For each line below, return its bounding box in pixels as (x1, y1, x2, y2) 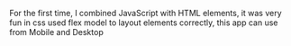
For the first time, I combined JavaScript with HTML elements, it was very (9, 8, 282, 18)
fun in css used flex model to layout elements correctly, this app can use (9, 17, 278, 28)
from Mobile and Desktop (9, 27, 104, 37)
